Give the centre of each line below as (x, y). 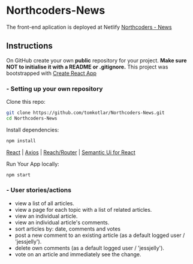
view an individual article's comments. (62, 222)
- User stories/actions (39, 190)
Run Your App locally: (33, 164)
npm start (19, 175)
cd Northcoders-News (32, 118)
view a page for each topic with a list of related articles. (83, 209)
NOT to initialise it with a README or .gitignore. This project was (87, 67)
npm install (21, 141)
